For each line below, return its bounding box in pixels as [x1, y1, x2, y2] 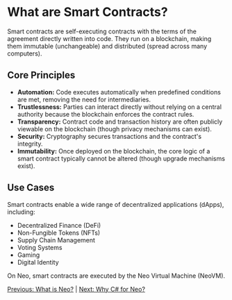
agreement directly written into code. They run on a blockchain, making [7, 34, 212, 42]
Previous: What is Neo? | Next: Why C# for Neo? [7, 285, 146, 293]
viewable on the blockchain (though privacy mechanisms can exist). [17, 124, 212, 133]
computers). [7, 49, 42, 58]
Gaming [17, 251, 40, 259]
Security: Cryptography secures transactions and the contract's [17, 132, 202, 140]
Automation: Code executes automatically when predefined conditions [17, 87, 221, 96]
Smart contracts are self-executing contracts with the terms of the [7, 27, 197, 35]
